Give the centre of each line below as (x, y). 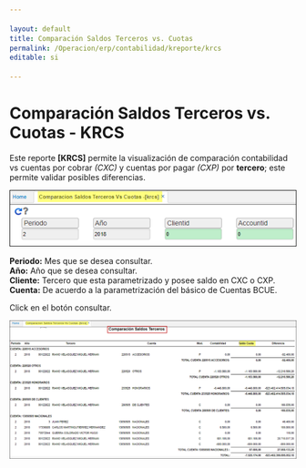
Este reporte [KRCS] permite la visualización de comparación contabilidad (149, 158)
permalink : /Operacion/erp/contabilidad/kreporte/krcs (116, 48)
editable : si (34, 58)
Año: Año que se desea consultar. (74, 270)
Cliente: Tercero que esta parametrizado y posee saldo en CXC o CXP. (143, 280)
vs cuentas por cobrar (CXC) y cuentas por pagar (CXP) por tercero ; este (148, 168)
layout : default (40, 29)
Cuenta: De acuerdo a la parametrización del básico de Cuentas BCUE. (143, 290)
